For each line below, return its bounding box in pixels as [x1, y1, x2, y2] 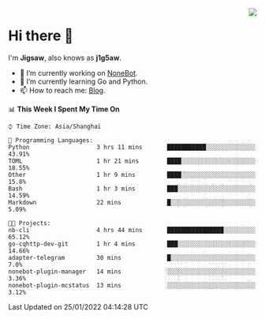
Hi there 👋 [8, 27, 73, 45]
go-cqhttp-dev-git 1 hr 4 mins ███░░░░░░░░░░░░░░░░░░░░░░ [8, 240, 256, 248]
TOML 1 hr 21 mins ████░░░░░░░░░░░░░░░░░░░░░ [8, 157, 256, 165]
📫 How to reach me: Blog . [19, 85, 106, 95]
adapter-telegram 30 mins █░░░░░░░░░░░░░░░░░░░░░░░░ [8, 253, 256, 261]
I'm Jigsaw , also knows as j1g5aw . [8, 53, 122, 62]
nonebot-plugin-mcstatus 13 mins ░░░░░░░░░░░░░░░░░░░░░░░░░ [8, 281, 256, 289]
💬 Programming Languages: [8, 136, 93, 144]
